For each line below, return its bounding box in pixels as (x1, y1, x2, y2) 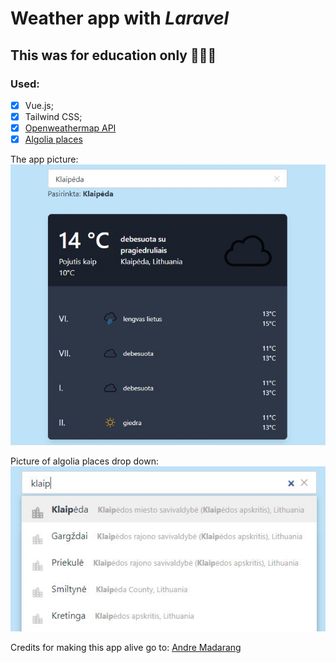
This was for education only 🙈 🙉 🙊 (10, 47, 217, 64)
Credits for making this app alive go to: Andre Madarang (10, 641, 242, 653)
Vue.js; (24, 99, 54, 111)
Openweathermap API (24, 122, 117, 134)
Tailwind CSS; (24, 110, 83, 122)
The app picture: (10, 153, 79, 166)
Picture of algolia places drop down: (10, 455, 159, 467)
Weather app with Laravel (10, 7, 230, 30)
